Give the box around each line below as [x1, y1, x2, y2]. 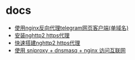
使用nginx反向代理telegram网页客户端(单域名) [14, 24, 129, 31]
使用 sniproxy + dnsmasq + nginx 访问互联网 [14, 46, 126, 54]
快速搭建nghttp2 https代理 [14, 39, 81, 46]
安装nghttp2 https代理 [14, 31, 70, 39]
